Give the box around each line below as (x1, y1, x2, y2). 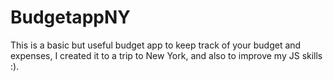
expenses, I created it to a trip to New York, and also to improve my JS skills (10, 49, 323, 61)
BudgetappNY (10, 6, 131, 29)
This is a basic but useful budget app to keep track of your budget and (10, 39, 302, 51)
